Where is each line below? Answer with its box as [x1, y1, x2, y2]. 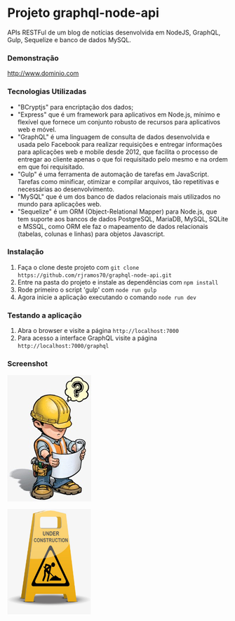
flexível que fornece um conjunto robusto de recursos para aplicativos [17, 117, 221, 126]
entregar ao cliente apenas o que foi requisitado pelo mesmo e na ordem [17, 155, 228, 163]
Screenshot [7, 359, 48, 369]
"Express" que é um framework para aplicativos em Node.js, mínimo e [17, 110, 221, 119]
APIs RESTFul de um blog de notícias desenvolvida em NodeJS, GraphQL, [7, 28, 221, 37]
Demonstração [7, 53, 60, 63]
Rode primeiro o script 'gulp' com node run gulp [17, 285, 157, 294]
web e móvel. [17, 125, 57, 133]
